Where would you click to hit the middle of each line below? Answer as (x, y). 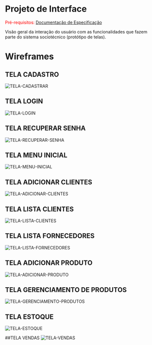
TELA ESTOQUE (29, 317)
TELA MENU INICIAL (36, 155)
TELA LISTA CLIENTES (40, 209)
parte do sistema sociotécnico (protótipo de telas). (56, 37)
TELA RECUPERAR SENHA (45, 128)
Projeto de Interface (46, 9)
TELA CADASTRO (32, 74)
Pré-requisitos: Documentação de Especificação (53, 22)
